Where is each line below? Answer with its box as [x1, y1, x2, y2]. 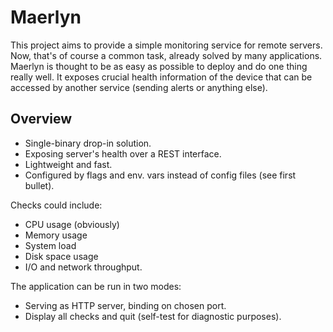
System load [24, 239, 77, 251]
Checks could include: [10, 199, 103, 211]
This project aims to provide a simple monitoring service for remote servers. [10, 39, 323, 51]
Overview [10, 111, 73, 128]
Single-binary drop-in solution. [24, 137, 152, 149]
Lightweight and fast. [24, 158, 113, 170]
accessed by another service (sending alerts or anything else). [10, 81, 268, 93]
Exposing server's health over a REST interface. [24, 147, 222, 160]
